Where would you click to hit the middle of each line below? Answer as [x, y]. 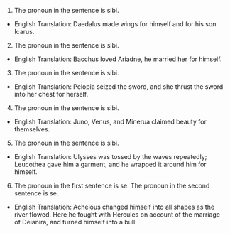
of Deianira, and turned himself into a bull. [75, 222]
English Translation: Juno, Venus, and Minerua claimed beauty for [110, 121]
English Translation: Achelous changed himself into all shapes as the [114, 207]
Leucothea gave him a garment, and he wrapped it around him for [110, 164]
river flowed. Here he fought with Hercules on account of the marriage [117, 215]
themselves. [32, 129]
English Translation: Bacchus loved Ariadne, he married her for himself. [118, 59]
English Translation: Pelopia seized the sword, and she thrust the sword [119, 87]
